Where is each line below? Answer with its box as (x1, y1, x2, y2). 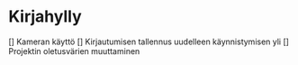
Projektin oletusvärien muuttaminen (8, 45, 140, 56)
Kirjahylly (8, 6, 82, 27)
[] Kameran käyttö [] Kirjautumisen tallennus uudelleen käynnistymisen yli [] (8, 36, 290, 47)
